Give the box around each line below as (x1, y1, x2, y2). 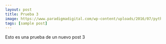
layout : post (5, 7, 32, 12)
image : (5, 16, 19, 21)
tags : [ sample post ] (5, 21, 48, 26)
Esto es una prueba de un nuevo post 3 (5, 34, 85, 40)
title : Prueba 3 (5, 12, 39, 17)
